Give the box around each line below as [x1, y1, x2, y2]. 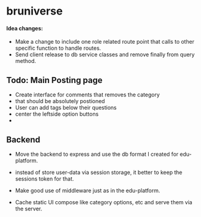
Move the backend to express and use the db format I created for [15, 150, 179, 158]
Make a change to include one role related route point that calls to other [15, 38, 194, 45]
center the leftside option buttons [15, 110, 99, 118]
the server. [15, 205, 43, 213]
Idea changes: [6, 24, 44, 32]
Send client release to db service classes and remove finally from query [15, 51, 195, 58]
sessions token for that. [15, 175, 74, 182]
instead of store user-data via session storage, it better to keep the [15, 169, 183, 176]
